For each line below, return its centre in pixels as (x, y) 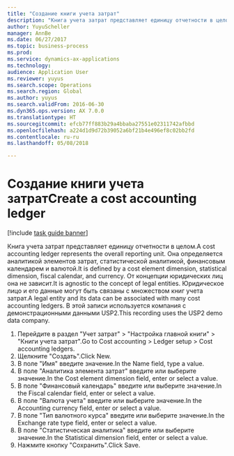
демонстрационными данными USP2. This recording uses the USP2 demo (115, 313)
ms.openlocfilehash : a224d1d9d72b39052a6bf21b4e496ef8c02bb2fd (101, 130)
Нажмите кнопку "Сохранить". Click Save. (79, 445)
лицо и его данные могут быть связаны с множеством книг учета (105, 291)
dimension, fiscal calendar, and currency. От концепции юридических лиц (115, 276)
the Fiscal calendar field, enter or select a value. (86, 393)
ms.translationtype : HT (42, 117)
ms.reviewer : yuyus (36, 78)
